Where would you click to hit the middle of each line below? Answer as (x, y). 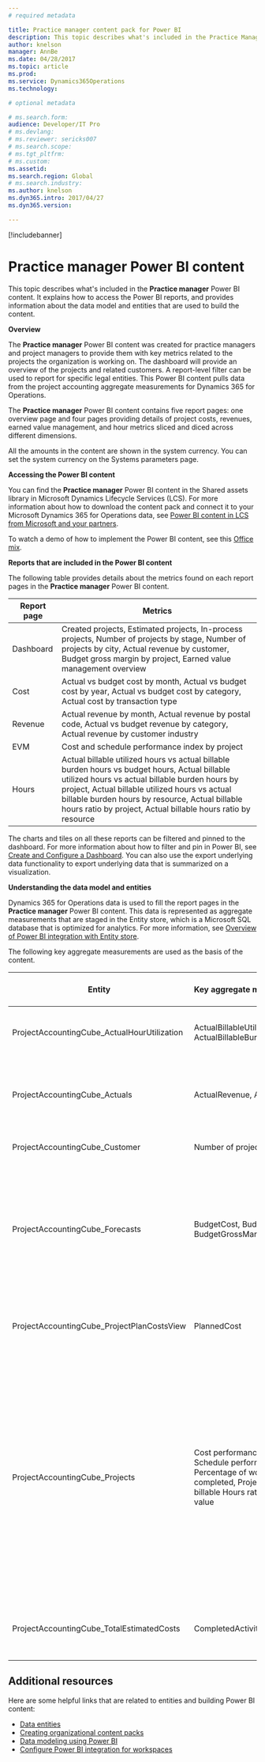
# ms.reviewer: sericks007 (52, 139)
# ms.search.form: (38, 117)
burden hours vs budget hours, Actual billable (146, 769)
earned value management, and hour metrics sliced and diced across (121, 427)
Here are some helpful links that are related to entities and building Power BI (132, 1700)
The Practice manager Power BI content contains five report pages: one (126, 410)
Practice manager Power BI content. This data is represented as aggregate (130, 911)
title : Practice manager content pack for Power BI (95, 30)
